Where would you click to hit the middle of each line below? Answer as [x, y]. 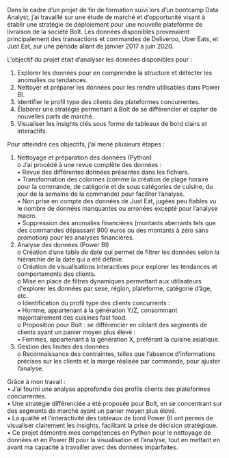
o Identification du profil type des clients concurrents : [93, 303]
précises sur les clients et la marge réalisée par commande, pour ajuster [119, 361]
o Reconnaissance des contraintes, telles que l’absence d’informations [116, 354]
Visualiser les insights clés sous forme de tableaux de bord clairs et [112, 124]
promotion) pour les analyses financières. [76, 238]
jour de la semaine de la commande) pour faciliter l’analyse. [101, 194]
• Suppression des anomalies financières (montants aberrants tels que [117, 223]
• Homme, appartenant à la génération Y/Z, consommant [97, 310]
